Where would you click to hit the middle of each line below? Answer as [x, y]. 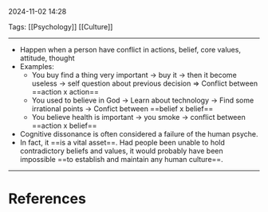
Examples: [37, 66]
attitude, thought [47, 58]
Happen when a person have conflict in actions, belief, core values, [130, 50]
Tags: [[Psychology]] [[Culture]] [61, 27]
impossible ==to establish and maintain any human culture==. [121, 159]
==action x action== [65, 92]
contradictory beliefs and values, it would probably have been [121, 151]
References [47, 199]
